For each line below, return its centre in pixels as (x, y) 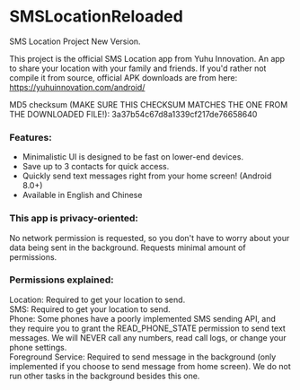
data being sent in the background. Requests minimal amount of (128, 247)
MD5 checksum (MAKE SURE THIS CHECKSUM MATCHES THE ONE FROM (149, 104)
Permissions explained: (62, 280)
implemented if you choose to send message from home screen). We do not (150, 366)
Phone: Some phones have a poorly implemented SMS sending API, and (143, 318)
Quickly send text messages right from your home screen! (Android (147, 176)
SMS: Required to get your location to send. (90, 309)
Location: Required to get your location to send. (97, 299)
